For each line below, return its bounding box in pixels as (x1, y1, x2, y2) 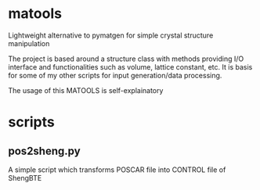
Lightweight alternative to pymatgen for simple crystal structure (8, 30, 214, 40)
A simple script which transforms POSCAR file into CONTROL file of (8, 165, 226, 174)
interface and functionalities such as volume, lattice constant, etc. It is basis (8, 62, 253, 71)
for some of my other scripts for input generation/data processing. (8, 70, 222, 80)
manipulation (8, 38, 50, 48)
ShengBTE (8, 173, 42, 182)
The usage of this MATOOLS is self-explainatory (8, 85, 164, 95)
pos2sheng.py (8, 144, 81, 157)
